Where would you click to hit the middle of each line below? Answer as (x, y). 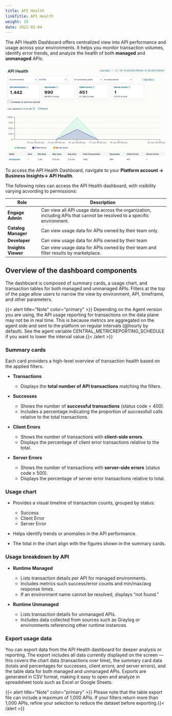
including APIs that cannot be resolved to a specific (95, 215)
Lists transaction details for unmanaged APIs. (68, 614)
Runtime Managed (33, 568)
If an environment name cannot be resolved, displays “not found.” (90, 594)
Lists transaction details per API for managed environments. (83, 578)
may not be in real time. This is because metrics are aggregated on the (80, 320)
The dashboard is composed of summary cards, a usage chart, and (76, 283)
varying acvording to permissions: (41, 191)
